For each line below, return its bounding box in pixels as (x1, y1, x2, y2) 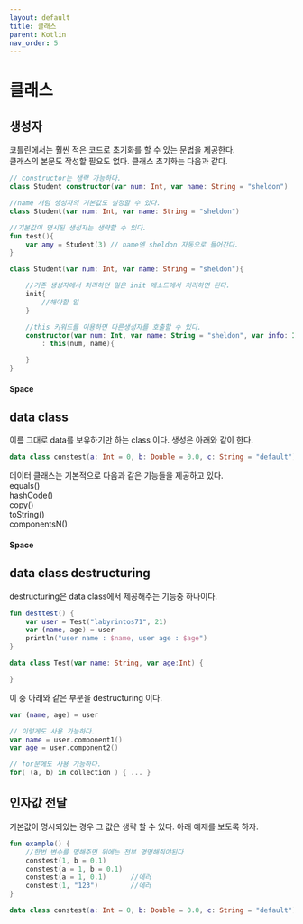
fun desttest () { (9, 609, 75, 618)
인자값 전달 (9, 796, 68, 811)
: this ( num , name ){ (41, 340, 115, 349)
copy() (9, 499, 34, 510)
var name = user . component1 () (9, 735, 124, 744)
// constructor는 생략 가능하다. (9, 173, 122, 183)
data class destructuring (9, 565, 151, 581)
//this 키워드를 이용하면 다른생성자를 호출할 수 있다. (25, 322, 202, 331)
